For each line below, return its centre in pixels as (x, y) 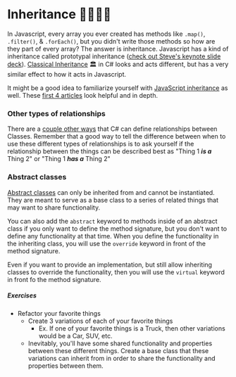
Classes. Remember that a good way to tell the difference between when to (117, 136)
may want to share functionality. (54, 207)
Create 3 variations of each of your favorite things (100, 321)
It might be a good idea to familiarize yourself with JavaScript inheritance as (118, 88)
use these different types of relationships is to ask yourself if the (101, 144)
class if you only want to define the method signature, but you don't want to (117, 229)
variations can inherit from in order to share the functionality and (122, 358)
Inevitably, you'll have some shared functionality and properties (120, 343)
